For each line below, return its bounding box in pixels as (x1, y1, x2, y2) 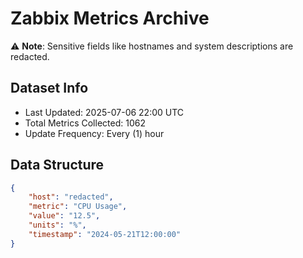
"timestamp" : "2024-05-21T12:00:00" (28, 229, 182, 239)
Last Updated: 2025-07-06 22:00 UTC (24, 106, 185, 118)
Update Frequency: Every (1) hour (24, 127, 165, 139)
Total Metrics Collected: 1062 (24, 117, 146, 129)
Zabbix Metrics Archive (10, 7, 210, 30)
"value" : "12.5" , (28, 211, 101, 221)
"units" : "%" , (28, 220, 87, 231)
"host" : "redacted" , (28, 192, 114, 202)
